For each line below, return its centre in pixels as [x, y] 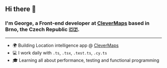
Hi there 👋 [21, 9]
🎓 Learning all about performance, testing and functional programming [86, 60]
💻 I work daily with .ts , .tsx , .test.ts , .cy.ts [60, 53]
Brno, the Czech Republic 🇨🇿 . [42, 29]
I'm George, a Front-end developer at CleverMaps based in [78, 23]
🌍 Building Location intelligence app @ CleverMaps [65, 45]
